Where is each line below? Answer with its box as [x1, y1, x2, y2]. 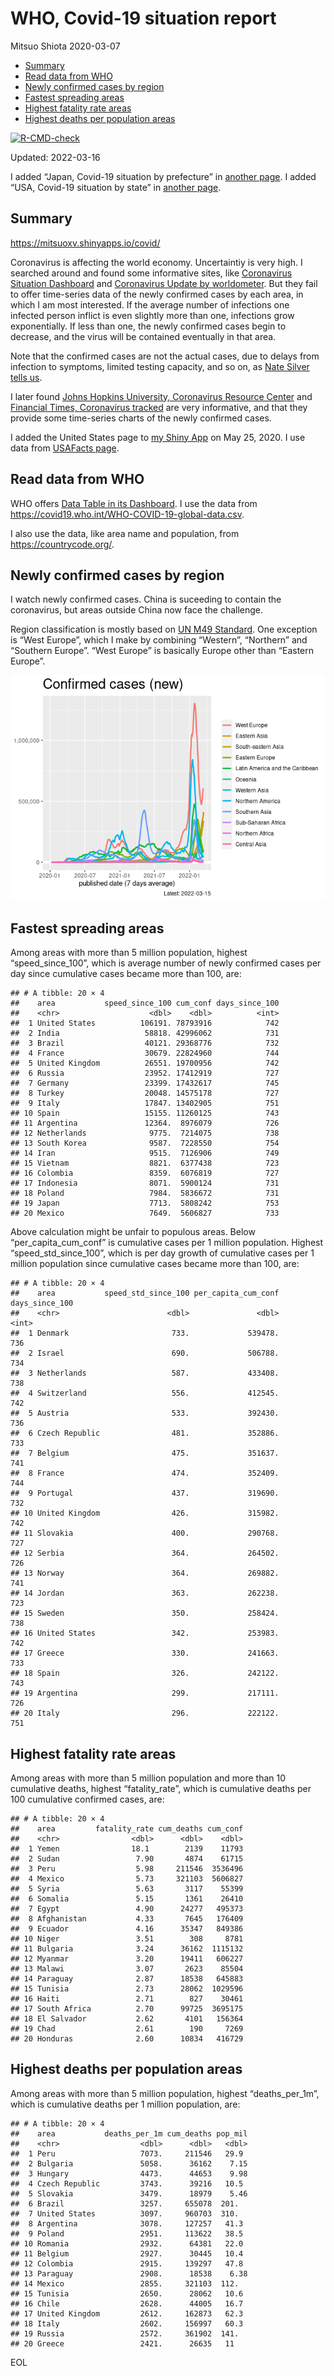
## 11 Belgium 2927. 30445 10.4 [10, 2248, 244, 2259]
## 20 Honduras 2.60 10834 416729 [10, 2034, 244, 2044]
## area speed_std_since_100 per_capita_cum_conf [10, 1288, 280, 1299]
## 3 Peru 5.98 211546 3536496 [10, 1864, 244, 1874]
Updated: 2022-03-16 [10, 151, 101, 163]
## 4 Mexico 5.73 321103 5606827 [10, 1874, 244, 1884]
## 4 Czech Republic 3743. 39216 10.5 [10, 2178, 244, 2189]
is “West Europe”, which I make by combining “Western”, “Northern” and [10, 634, 308, 646]
